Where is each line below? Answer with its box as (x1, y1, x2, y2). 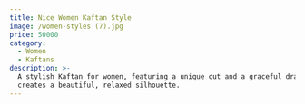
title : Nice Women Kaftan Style (9, 13, 132, 23)
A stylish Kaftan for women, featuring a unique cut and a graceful (17, 72, 282, 81)
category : (9, 38, 47, 48)
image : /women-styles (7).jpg (9, 22, 124, 31)
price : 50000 (9, 30, 59, 39)
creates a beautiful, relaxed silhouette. (17, 80, 181, 90)
